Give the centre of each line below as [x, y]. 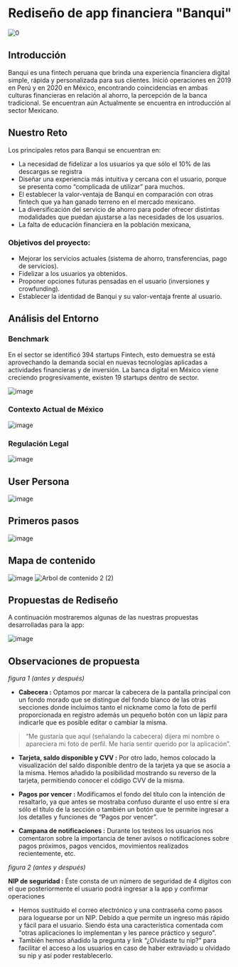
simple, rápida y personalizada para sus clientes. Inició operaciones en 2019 [120, 80]
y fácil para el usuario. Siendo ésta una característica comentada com [120, 926]
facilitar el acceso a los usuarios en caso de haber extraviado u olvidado [124, 948]
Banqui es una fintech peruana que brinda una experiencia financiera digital [119, 72]
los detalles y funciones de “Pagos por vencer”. [88, 817]
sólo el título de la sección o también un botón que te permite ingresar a [124, 809]
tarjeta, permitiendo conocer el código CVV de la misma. [101, 781]
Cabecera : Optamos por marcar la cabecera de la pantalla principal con [124, 692]
